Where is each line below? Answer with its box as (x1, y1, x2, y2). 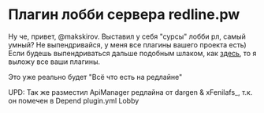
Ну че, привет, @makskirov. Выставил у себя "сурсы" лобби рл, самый (8, 32, 246, 41)
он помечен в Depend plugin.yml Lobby (8, 96, 139, 105)
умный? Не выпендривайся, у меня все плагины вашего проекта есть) (8, 40, 247, 49)
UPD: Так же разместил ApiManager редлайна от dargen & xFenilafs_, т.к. (8, 87, 253, 96)
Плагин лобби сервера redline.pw (8, 6, 240, 24)
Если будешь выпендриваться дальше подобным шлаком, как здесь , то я (8, 48, 257, 58)
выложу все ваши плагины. (8, 57, 101, 66)
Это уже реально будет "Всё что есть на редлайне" (8, 72, 183, 81)
